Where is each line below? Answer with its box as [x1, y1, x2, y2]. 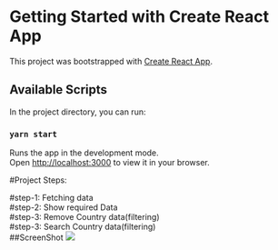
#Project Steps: [9, 175, 67, 185]
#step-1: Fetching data [9, 193, 94, 204]
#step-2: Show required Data [9, 202, 118, 213]
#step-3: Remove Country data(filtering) [9, 212, 161, 223]
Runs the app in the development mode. [9, 147, 159, 158]
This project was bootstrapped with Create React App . [9, 55, 213, 66]
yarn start [9, 129, 57, 139]
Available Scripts [9, 82, 107, 97]
